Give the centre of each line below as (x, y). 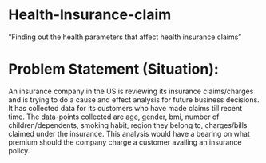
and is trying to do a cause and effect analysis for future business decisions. (134, 99)
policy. (19, 150)
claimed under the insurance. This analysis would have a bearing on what (129, 133)
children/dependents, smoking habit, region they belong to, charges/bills (128, 125)
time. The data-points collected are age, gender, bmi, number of (114, 117)
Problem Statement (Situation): (114, 69)
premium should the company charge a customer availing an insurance (125, 142)
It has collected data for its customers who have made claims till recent (125, 108)
